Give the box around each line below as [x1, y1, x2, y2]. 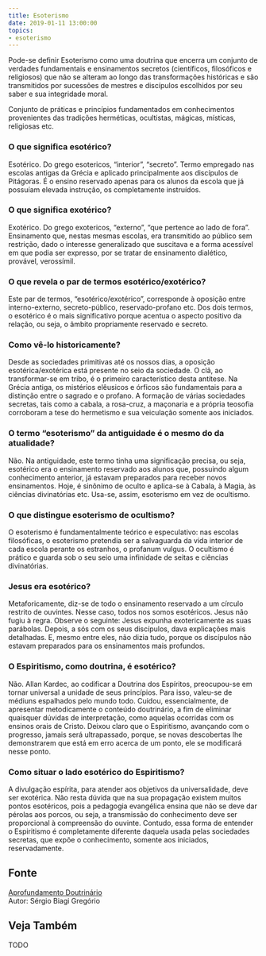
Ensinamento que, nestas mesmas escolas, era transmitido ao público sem [8, 231, 253, 241]
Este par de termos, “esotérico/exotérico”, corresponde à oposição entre [8, 295, 246, 304]
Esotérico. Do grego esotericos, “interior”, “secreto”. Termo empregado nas [8, 160, 255, 169]
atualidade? [8, 438, 56, 449]
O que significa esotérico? [8, 141, 112, 152]
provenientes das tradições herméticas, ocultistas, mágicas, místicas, [8, 113, 236, 123]
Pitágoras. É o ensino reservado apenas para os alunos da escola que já [8, 176, 245, 186]
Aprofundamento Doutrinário [8, 887, 102, 897]
